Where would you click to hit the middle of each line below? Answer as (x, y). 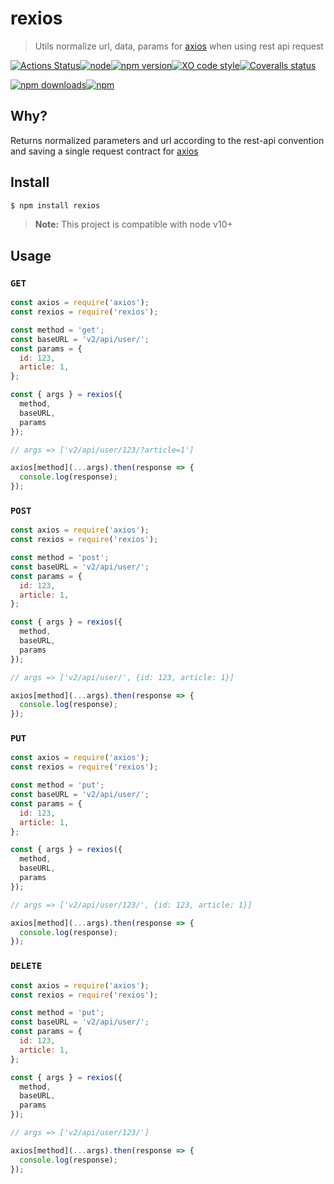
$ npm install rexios (55, 205)
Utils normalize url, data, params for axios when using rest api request (179, 46)
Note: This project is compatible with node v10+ (133, 224)
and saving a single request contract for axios (104, 151)
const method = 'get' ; (57, 330)
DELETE (26, 966)
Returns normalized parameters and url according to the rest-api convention (167, 140)
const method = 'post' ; (60, 558)
